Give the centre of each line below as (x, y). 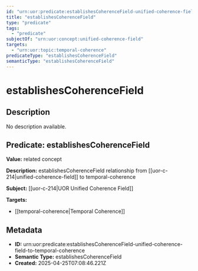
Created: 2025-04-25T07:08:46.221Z (60, 263)
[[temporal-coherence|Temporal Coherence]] (70, 211)
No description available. (36, 126)
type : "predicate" (29, 22)
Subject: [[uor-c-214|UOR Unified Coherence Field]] (70, 188)
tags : (13, 28)
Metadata (24, 230)
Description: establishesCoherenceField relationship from (77, 171)
